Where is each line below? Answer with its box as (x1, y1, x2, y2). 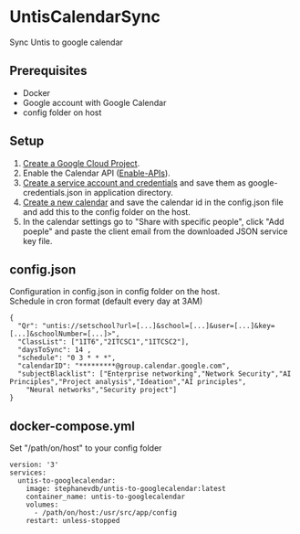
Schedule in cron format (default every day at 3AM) (9, 295, 203, 307)
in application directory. (85, 187, 173, 198)
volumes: (26, 500, 59, 509)
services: (9, 468, 47, 477)
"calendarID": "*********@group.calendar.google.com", (17, 361, 231, 371)
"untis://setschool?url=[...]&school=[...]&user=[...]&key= (42, 322, 275, 331)
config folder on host (22, 107, 102, 118)
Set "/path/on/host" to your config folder (9, 443, 162, 454)
